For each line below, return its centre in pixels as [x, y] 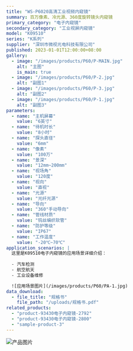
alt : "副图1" [32, 83]
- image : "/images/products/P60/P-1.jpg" [63, 99]
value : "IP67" [34, 231]
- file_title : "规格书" [39, 297]
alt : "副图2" [32, 94]
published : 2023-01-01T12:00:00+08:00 [54, 50]
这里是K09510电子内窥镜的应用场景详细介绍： [59, 253]
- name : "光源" [29, 193]
